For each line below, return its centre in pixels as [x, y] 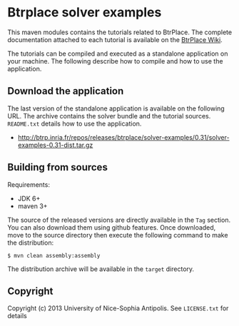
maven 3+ [32, 206]
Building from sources [58, 167]
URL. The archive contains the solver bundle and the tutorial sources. [109, 116]
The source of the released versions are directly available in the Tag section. [119, 220]
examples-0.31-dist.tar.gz [55, 145]
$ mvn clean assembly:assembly [54, 255]
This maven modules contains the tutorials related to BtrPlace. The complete [120, 32]
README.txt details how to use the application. [75, 123]
